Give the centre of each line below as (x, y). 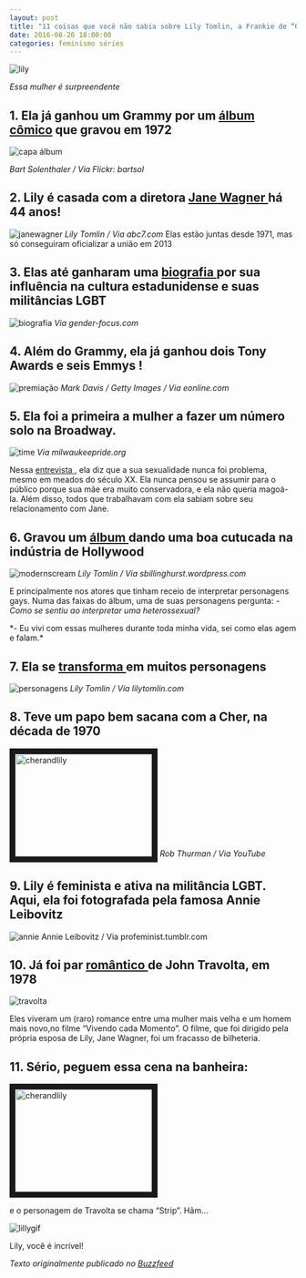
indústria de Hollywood (77, 552)
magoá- (274, 489)
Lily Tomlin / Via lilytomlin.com (127, 688)
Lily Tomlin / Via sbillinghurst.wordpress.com (162, 574)
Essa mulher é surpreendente (65, 87)
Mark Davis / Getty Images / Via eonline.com (145, 387)
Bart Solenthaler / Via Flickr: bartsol (76, 169)
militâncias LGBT (58, 301)
